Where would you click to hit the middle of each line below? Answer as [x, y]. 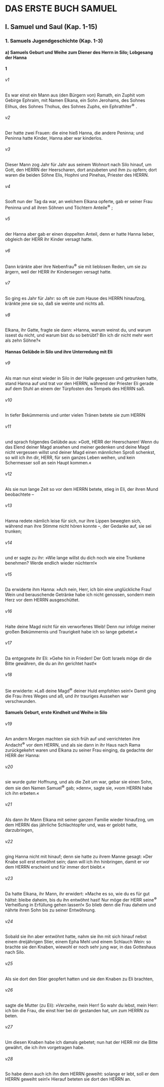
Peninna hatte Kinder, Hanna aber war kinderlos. [54, 138]
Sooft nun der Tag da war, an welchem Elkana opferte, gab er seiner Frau [79, 202]
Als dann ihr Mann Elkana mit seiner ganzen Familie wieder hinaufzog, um [80, 820]
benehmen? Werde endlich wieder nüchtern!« [51, 563]
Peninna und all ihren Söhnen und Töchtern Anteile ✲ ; [59, 207]
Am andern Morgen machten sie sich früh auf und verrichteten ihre [73, 739]
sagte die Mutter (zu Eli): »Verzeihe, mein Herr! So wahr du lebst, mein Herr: [82, 1005]
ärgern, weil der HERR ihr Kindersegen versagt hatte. [58, 272]
